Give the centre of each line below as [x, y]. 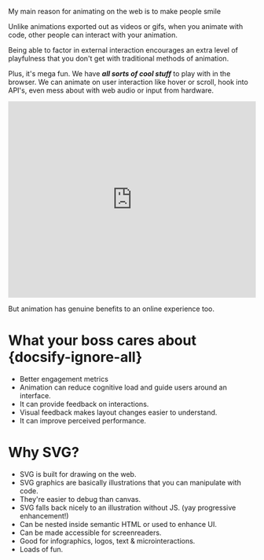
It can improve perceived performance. [83, 420]
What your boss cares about [102, 340]
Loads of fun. [41, 549]
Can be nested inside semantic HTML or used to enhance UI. [118, 524]
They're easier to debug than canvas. [80, 499]
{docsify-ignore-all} [75, 357]
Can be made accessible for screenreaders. [90, 533]
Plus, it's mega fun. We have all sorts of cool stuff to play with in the [119, 73]
